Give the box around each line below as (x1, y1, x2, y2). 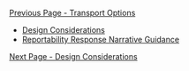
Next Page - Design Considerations (9, 51, 139, 61)
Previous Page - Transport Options (9, 8, 136, 18)
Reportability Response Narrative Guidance (21, 35, 179, 44)
